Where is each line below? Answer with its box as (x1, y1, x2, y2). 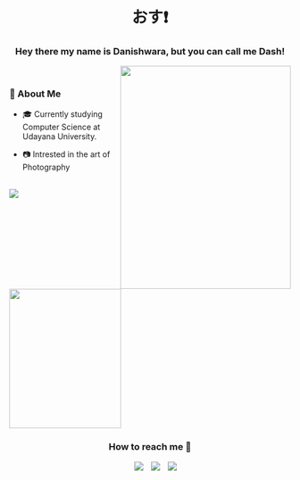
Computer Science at (21, 121, 101, 132)
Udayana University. (21, 130, 97, 142)
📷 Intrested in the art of (21, 148, 111, 160)
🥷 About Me (9, 87, 62, 100)
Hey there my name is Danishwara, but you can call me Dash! (14, 46, 286, 58)
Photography (21, 161, 71, 172)
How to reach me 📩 (108, 441, 192, 453)
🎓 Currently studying (21, 108, 103, 120)
